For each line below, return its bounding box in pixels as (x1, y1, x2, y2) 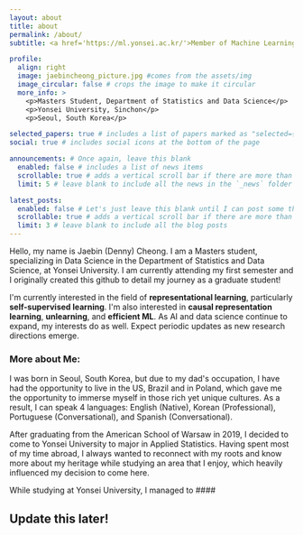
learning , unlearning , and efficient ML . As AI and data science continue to (9, 311, 289, 321)
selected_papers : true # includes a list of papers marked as (9, 130, 248, 139)
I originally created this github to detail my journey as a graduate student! (9, 274, 281, 285)
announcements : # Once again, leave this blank (9, 154, 192, 163)
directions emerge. (9, 330, 79, 341)
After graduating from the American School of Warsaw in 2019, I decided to (9, 429, 289, 440)
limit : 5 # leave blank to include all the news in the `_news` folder (17, 180, 293, 189)
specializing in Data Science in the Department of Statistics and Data (9, 255, 265, 266)
